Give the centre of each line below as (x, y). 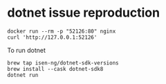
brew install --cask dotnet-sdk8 (55, 69)
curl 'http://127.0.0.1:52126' (52, 37)
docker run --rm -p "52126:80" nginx (62, 31)
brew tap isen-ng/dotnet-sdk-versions (63, 63)
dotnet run (23, 75)
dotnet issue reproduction (84, 13)
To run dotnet (27, 50)
